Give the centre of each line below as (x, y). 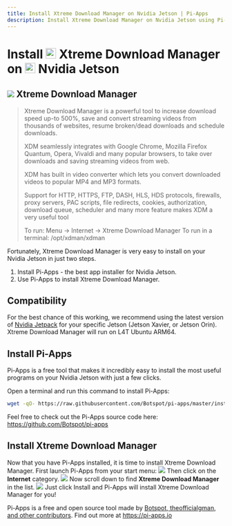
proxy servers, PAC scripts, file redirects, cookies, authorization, (115, 202)
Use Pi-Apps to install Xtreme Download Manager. (88, 279)
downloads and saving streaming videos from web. (97, 161)
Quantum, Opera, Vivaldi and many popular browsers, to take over (118, 153)
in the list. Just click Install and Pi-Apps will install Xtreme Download (108, 487)
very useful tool (46, 217)
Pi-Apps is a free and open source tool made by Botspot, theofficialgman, (112, 507)
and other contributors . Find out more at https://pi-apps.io (90, 515)
